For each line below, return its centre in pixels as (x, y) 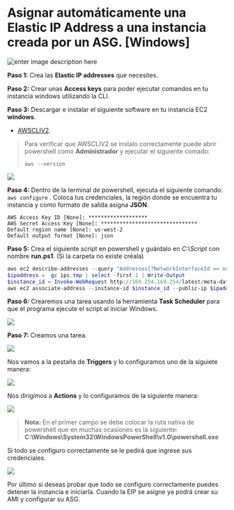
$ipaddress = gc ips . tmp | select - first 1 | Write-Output (96, 275)
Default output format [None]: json (60, 236)
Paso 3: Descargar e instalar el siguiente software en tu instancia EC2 (107, 109)
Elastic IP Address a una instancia (107, 27)
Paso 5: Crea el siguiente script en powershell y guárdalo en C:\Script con (114, 248)
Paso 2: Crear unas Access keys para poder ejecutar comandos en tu (108, 88)
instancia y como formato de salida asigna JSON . (78, 205)
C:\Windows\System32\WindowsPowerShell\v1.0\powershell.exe (122, 437)
